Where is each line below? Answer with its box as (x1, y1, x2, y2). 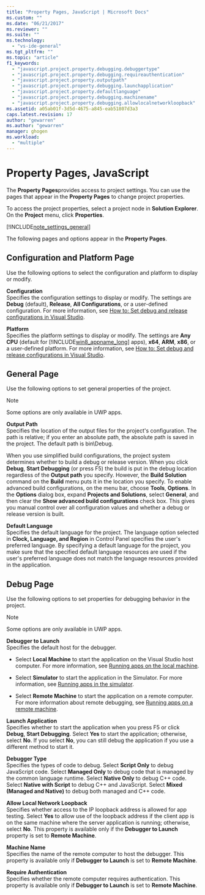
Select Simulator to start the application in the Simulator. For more (15, 674, 182, 681)
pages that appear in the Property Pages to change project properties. (6, 193, 185, 200)
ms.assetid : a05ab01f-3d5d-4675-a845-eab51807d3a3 (6, 105, 138, 112)
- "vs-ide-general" (12, 43, 62, 50)
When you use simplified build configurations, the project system (6, 452, 170, 459)
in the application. (6, 561, 52, 569)
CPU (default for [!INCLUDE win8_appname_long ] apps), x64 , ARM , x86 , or (6, 338, 196, 346)
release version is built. (6, 510, 65, 518)
